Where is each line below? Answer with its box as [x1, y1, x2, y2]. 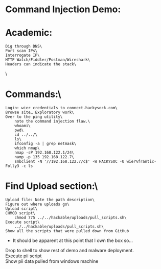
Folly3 [5, 163, 19, 169]
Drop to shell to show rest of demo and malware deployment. [5, 248, 134, 253]
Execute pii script [5, 253, 42, 259]
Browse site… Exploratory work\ [5, 110, 74, 115]
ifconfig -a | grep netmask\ [14, 141, 77, 146]
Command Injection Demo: [5, 4, 121, 15]
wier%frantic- [126, 159, 157, 164]
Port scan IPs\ [5, 48, 38, 54]
